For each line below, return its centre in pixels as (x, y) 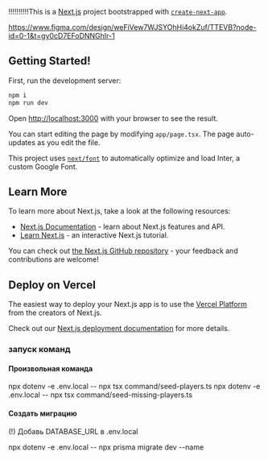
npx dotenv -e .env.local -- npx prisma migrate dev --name (106, 447)
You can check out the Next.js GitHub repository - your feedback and (124, 251)
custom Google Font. (43, 166)
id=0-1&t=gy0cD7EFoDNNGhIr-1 (62, 36)
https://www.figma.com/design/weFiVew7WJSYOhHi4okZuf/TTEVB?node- (132, 27)
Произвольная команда (51, 368)
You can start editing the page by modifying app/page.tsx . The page (122, 134)
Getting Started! (49, 61)
